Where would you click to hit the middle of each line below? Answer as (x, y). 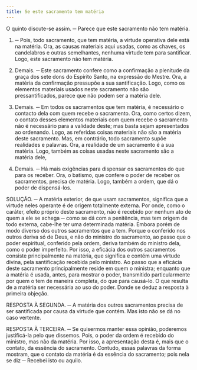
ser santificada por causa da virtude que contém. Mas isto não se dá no (93, 311)
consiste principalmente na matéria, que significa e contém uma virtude (93, 256)
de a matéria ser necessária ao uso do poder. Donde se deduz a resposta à (97, 287)
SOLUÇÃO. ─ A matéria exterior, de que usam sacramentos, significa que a (97, 199)
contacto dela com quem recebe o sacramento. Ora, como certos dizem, (103, 113)
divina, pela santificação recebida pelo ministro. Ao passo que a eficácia (94, 262)
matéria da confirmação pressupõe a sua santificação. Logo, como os (100, 83)
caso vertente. (24, 317)
